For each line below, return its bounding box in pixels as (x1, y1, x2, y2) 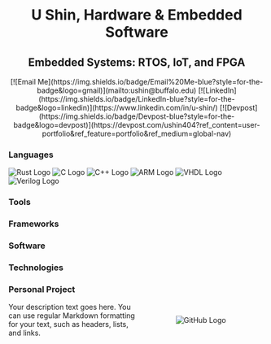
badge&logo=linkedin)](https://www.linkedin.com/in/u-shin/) (15, 103, 218, 112)
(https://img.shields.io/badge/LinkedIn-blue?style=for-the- (38, 94, 235, 103)
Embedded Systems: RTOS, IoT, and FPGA (28, 55, 246, 69)
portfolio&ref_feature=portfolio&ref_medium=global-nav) (42, 128, 232, 138)
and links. (8, 328, 41, 338)
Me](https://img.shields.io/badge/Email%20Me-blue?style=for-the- (37, 77, 264, 86)
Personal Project (8, 283, 76, 294)
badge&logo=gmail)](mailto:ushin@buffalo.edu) (36, 85, 197, 95)
